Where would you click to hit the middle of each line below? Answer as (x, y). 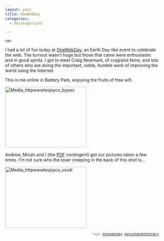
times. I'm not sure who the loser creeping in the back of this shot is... (75, 160)
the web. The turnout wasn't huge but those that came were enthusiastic (78, 55)
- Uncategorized (26, 23)
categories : (17, 19)
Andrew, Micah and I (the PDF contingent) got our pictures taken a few (76, 155)
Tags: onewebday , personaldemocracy (125, 234)
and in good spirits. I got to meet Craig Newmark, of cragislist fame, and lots (82, 60)
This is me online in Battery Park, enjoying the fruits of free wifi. (69, 80)
